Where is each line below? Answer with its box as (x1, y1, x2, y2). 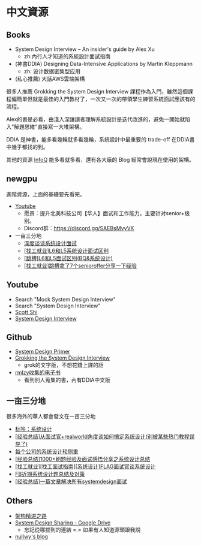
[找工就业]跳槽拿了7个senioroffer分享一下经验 (23, 262, 137, 269)
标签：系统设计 (14, 426, 52, 433)
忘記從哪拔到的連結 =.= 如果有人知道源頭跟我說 (23, 526, 141, 533)
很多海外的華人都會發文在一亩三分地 (6, 413, 96, 420)
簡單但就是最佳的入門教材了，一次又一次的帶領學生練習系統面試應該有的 (16, 95, 196, 102)
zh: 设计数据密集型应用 (23, 68, 81, 75)
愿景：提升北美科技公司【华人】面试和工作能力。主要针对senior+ (23, 209, 185, 216)
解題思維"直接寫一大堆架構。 (14, 123, 85, 130)
